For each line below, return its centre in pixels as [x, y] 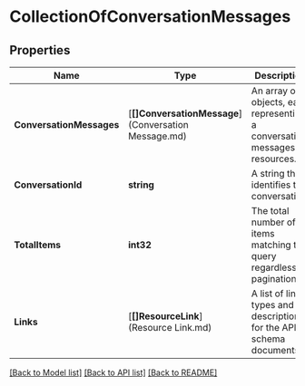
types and [272, 305]
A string [268, 174]
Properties [40, 50]
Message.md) [158, 136]
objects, [268, 102]
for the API [274, 328]
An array [270, 91]
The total [270, 211]
